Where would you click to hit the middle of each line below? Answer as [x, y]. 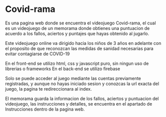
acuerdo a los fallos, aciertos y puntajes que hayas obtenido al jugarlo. [77, 33]
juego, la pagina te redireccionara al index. [49, 89]
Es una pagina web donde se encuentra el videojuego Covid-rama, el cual [81, 23]
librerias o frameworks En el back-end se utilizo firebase [63, 69]
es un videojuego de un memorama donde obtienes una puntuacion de [78, 28]
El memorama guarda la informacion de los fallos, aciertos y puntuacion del [82, 99]
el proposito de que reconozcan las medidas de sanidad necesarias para [79, 48]
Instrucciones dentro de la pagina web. [45, 109]
